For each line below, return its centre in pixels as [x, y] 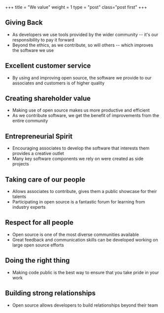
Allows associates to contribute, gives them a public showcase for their [84, 192]
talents [19, 196]
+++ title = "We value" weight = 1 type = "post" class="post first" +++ [76, 7]
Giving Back [24, 22]
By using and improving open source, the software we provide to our [82, 78]
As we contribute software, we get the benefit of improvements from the [86, 116]
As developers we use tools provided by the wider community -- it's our [85, 35]
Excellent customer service [48, 66]
